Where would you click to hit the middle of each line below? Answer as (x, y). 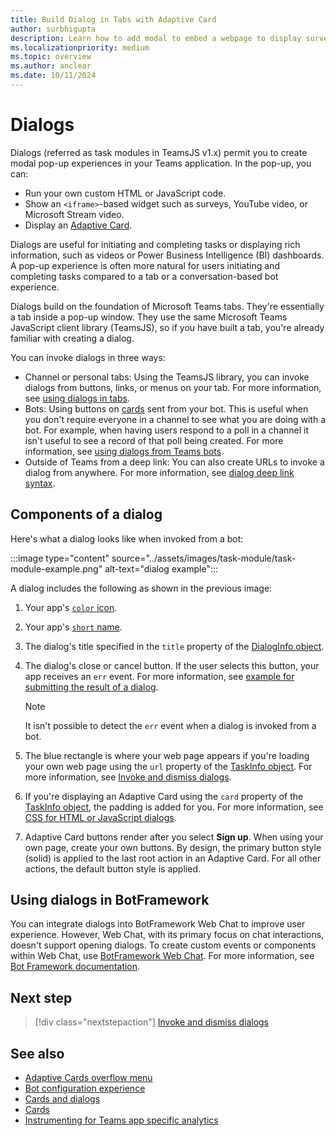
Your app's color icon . (71, 607)
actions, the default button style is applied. (112, 868)
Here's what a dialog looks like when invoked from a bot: (127, 538)
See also (37, 1053)
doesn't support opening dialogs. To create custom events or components (163, 945)
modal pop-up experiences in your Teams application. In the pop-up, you (161, 163)
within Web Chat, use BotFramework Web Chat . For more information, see (162, 956)
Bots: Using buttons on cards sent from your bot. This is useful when (166, 408)
